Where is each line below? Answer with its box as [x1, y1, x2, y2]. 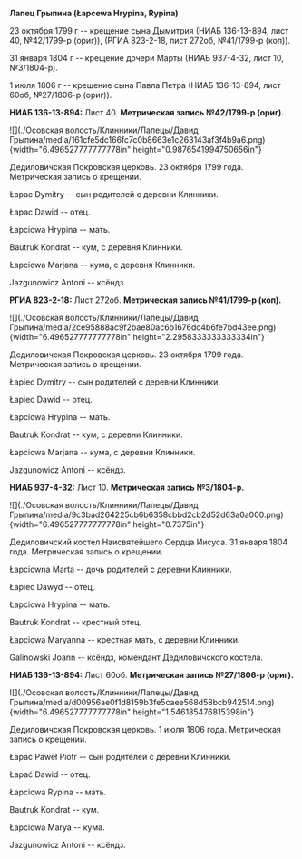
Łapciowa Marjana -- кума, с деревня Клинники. [9, 259, 196, 270]
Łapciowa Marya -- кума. [9, 822, 106, 833]
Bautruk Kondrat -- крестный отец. [9, 617, 142, 627]
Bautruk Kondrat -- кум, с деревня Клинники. [9, 242, 183, 253]
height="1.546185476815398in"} [132, 706, 255, 717]
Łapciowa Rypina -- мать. [9, 786, 107, 797]
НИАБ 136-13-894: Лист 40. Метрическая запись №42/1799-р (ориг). [9, 107, 285, 117]
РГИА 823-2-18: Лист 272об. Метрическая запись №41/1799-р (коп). [9, 295, 282, 305]
